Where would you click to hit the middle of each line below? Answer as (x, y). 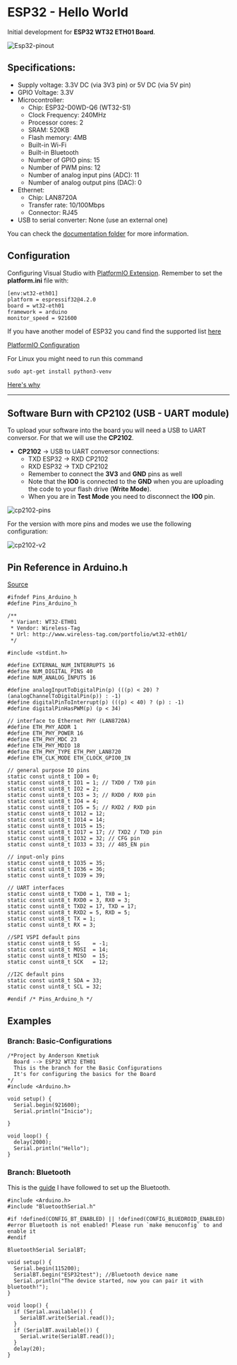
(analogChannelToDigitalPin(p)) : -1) (64, 697)
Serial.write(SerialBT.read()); (67, 1337)
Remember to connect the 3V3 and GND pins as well (105, 474)
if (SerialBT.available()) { (56, 1330)
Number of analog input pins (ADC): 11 (84, 175)
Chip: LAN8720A (53, 197)
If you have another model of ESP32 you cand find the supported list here (114, 331)
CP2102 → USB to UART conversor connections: (89, 451)
